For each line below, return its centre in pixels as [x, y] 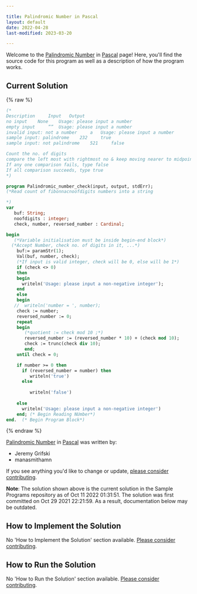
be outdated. [21, 507]
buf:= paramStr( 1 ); [40, 251]
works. [14, 67]
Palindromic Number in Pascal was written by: [62, 442]
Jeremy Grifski [32, 454]
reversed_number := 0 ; [44, 316]
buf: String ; [30, 213]
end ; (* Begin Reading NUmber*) [56, 414]
